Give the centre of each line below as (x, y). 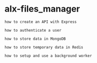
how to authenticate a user (33, 30)
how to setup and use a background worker (48, 56)
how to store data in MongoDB (35, 39)
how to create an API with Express (41, 22)
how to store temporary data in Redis (44, 47)
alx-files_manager (42, 9)
